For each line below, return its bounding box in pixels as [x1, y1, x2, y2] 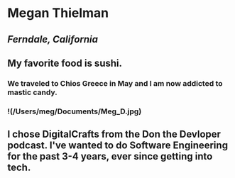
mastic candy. [7, 87, 58, 97]
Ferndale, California [7, 33, 98, 45]
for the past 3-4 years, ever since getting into [7, 150, 213, 162]
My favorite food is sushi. [7, 57, 123, 69]
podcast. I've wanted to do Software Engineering [7, 140, 229, 152]
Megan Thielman [7, 5, 109, 21]
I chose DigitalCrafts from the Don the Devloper [7, 128, 222, 140]
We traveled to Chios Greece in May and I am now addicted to [7, 78, 223, 88]
